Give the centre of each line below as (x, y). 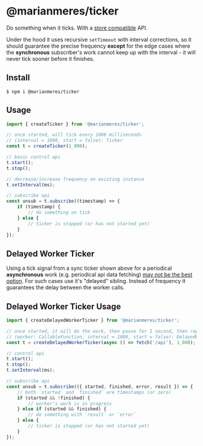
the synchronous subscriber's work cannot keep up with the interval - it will (101, 52)
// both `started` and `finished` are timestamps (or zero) (94, 392)
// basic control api (34, 157)
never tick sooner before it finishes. (50, 59)
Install (18, 78)
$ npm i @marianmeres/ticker (43, 92)
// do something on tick (59, 212)
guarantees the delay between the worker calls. (66, 287)
